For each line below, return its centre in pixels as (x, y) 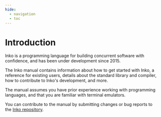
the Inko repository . (24, 110)
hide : (10, 9)
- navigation (22, 14)
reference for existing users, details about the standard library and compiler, (81, 75)
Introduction (30, 42)
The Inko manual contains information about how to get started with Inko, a (80, 70)
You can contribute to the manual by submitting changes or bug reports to (79, 104)
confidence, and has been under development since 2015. (63, 61)
